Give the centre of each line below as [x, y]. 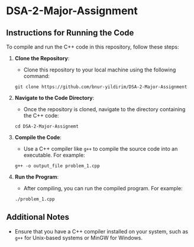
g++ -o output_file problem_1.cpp [57, 166]
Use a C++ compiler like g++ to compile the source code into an [101, 149]
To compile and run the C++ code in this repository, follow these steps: [93, 47]
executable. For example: [54, 155]
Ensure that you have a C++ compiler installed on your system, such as [101, 231]
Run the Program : [37, 177]
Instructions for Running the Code [70, 33]
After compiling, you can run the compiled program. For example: [103, 188]
